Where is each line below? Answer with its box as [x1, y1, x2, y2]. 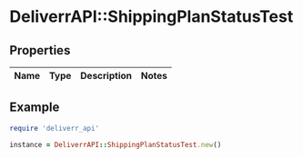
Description [80, 70, 132, 82]
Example [9, 100, 60, 115]
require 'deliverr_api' [9, 123, 100, 133]
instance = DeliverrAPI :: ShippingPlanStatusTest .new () [9, 140, 222, 149]
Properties [9, 43, 71, 58]
